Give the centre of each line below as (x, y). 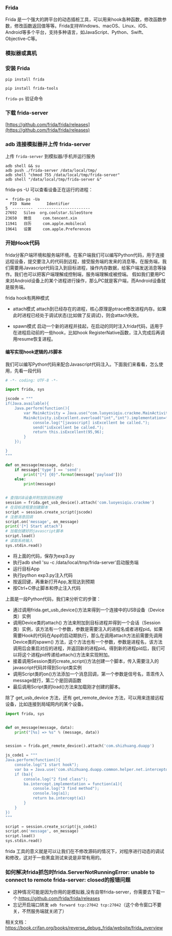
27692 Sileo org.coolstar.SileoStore (49, 213)
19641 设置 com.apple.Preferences (48, 229)
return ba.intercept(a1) (59, 798)
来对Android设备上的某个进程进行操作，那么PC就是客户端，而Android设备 (83, 281)
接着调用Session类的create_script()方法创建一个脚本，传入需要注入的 (86, 661)
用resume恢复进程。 (34, 339)
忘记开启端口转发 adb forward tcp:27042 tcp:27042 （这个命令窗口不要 (87, 905)
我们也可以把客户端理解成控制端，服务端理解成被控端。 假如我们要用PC (90, 274)
